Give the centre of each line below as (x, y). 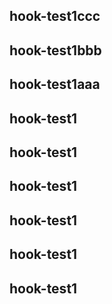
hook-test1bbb (55, 50)
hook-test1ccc (55, 16)
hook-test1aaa (55, 84)
